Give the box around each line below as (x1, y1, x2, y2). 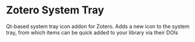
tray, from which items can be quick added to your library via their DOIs (6, 29, 179, 36)
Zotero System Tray (6, 3, 104, 17)
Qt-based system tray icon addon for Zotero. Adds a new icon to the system (6, 23, 190, 30)
